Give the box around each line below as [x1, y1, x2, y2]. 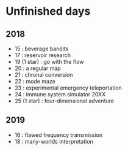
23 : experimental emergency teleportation [14, 84, 123, 91]
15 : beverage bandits [14, 45, 69, 52]
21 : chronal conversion [14, 71, 74, 78]
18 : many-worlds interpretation [14, 137, 94, 145]
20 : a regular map [14, 64, 62, 72]
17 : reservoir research [14, 52, 71, 59]
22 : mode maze [14, 78, 55, 85]
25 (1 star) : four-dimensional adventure [14, 97, 114, 104]
